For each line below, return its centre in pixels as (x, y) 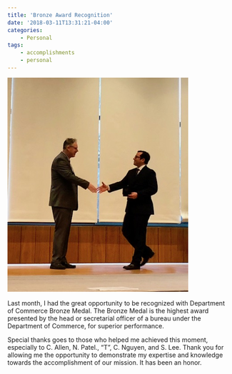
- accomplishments (47, 53)
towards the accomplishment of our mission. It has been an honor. (105, 362)
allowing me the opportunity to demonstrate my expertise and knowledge (115, 355)
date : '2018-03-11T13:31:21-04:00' (60, 22)
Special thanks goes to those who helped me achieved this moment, (108, 340)
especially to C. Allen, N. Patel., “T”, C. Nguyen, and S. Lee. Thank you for (116, 347)
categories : (25, 30)
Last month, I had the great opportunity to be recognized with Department (116, 303)
